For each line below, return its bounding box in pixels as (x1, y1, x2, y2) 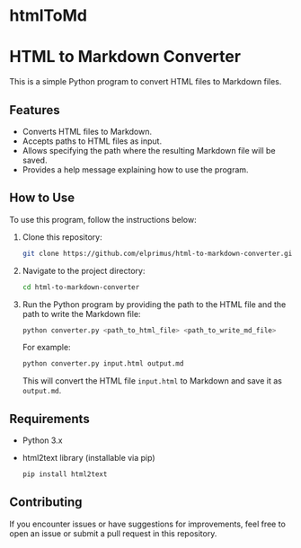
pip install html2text (22, 470, 108, 479)
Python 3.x (22, 435, 63, 446)
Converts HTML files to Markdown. (22, 126, 153, 137)
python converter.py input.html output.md (22, 359, 184, 368)
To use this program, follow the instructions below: (9, 214, 197, 225)
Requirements (9, 411, 90, 427)
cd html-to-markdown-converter (22, 282, 140, 292)
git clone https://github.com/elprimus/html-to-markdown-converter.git (22, 249, 297, 258)
